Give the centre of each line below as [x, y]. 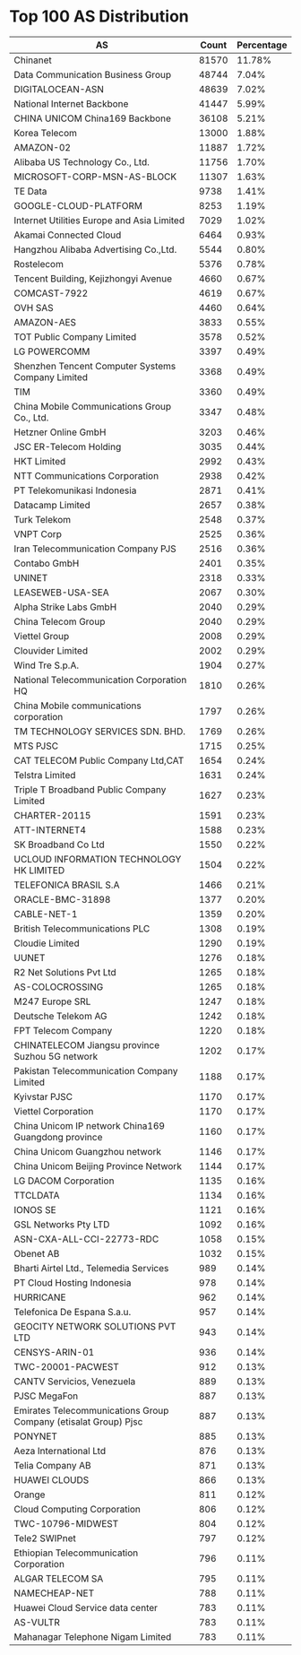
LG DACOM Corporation [64, 1181]
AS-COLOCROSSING [59, 986]
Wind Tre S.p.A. [46, 665]
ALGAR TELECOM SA [59, 1578]
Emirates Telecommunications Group [91, 1410]
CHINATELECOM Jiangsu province [86, 1044]
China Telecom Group [60, 621]
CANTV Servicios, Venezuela [75, 1381]
